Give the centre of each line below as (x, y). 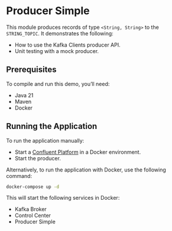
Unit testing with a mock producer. (57, 51)
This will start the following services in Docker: (63, 198)
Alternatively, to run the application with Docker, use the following (86, 170)
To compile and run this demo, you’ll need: (58, 84)
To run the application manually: (45, 140)
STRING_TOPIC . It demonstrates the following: (60, 33)
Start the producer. (38, 158)
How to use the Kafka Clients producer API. (67, 45)
